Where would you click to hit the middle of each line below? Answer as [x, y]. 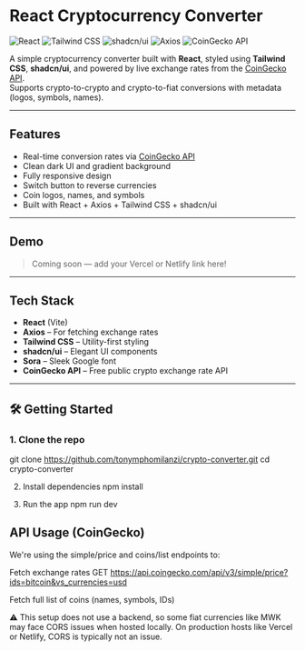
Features [35, 134]
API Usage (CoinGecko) [77, 533]
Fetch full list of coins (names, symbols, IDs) [92, 599]
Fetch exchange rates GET [59, 572]
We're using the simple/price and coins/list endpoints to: [115, 555]
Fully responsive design [67, 175]
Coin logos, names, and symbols [84, 195]
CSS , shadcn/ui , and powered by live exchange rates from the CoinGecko [148, 68]
